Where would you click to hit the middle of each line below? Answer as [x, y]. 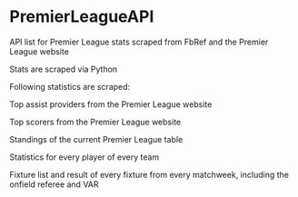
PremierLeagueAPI [82, 17]
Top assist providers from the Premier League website [111, 104]
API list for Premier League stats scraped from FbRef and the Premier [139, 42]
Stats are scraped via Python [64, 69]
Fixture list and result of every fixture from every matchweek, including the [149, 174]
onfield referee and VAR [54, 184]
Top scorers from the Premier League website [95, 122]
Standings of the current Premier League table [96, 139]
